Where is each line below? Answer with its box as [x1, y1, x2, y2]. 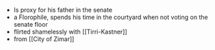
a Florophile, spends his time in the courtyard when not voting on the [13, 13, 208, 21]
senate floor [13, 21, 48, 28]
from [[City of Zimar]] [13, 35, 75, 43]
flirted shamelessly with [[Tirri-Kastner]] [13, 27, 128, 36]
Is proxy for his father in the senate [13, 6, 113, 14]
